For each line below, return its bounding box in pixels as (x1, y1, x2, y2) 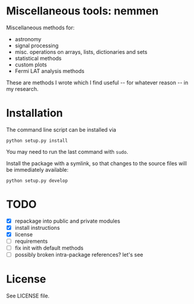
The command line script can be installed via (6, 126, 116, 133)
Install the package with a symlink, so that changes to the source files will (6, 160, 187, 167)
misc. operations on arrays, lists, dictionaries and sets (14, 48, 147, 55)
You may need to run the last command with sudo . (6, 148, 128, 155)
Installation (6, 107, 63, 120)
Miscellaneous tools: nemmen (6, 4, 159, 18)
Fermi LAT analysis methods (14, 67, 85, 74)
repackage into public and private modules (14, 217, 121, 224)
